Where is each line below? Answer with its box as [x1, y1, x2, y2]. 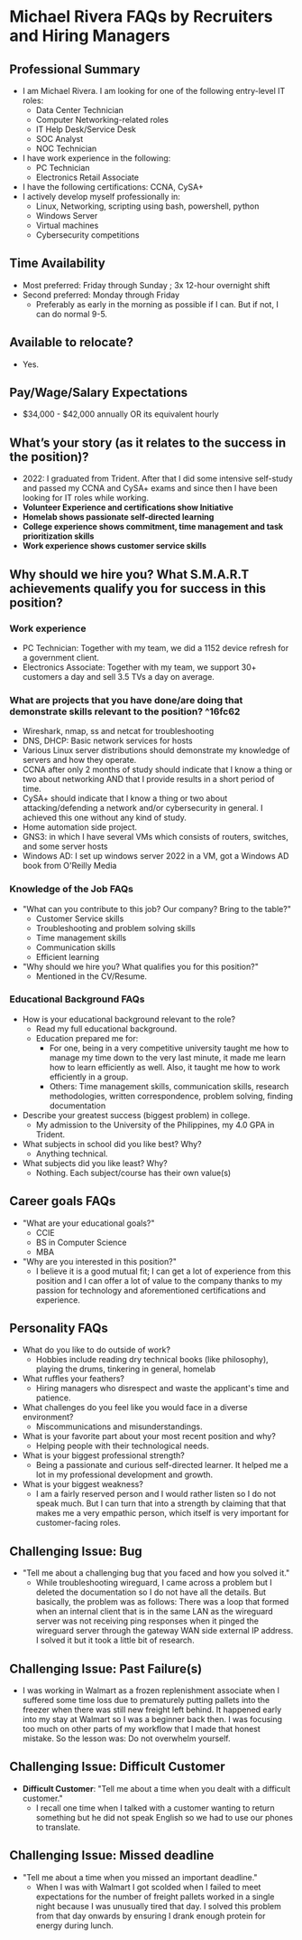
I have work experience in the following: [22, 153, 171, 164]
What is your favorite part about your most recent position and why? [22, 1431, 277, 1442]
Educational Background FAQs [9, 993, 145, 1005]
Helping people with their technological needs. [35, 1440, 209, 1452]
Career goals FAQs [9, 1193, 116, 1209]
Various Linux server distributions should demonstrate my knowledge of [22, 745, 290, 756]
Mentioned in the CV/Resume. [35, 970, 147, 982]
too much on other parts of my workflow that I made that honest [22, 1724, 261, 1735]
